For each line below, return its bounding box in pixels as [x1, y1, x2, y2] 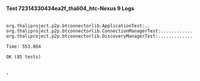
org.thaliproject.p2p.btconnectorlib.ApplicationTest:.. [6, 23, 151, 29]
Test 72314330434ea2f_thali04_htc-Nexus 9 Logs [6, 5, 135, 12]
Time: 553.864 [6, 44, 42, 50]
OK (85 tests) [6, 54, 42, 60]
